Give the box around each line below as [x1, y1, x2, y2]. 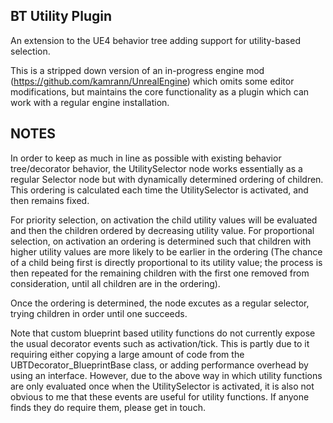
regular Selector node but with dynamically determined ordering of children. [10, 173, 324, 185]
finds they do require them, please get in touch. [10, 401, 206, 413]
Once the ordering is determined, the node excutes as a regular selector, [10, 297, 310, 309]
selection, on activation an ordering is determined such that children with [10, 235, 312, 247]
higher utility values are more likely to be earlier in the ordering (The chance [10, 245, 323, 258]
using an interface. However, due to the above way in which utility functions [10, 369, 323, 381]
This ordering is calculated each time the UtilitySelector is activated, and [10, 184, 309, 196]
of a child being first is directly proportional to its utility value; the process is [10, 256, 323, 268]
